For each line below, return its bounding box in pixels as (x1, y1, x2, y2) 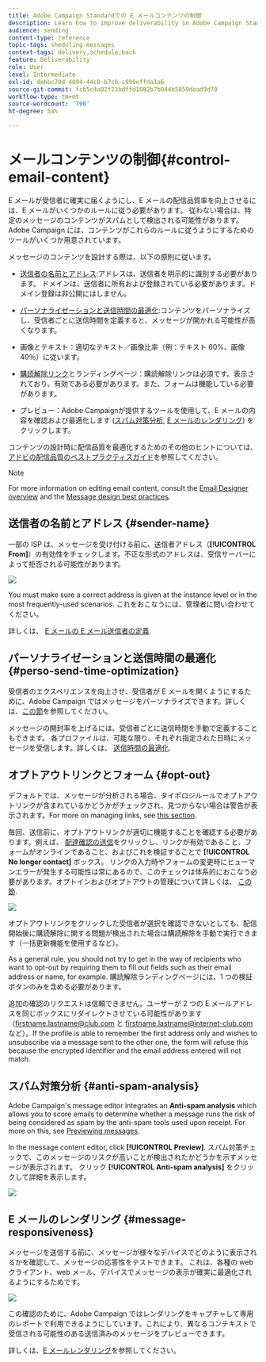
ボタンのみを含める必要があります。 (8, 982, 126, 992)
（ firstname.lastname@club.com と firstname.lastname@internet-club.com (8, 1019, 253, 1028)
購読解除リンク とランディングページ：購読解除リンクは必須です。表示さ (19, 369, 255, 378)
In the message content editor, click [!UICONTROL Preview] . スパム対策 (8, 1142, 243, 1152)
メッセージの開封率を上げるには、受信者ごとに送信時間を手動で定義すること (8, 723, 258, 733)
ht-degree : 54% (8, 108, 59, 116)
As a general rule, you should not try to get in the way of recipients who (8, 955, 241, 964)
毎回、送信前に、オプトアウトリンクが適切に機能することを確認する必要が (8, 828, 251, 837)
